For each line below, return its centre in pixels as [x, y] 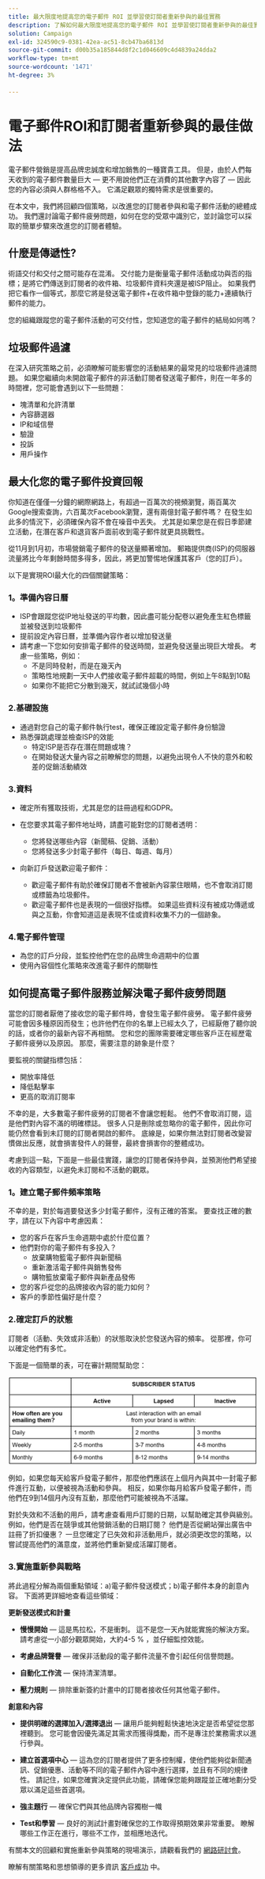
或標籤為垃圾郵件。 [63, 894]
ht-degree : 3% [32, 75]
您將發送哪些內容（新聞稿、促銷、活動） [97, 841]
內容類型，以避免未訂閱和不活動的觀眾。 [88, 1170]
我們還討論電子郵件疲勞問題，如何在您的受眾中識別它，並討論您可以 [134, 216]
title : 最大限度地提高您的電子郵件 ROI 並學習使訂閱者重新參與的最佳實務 [114, 17]
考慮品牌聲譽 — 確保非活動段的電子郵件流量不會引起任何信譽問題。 [129, 1656]
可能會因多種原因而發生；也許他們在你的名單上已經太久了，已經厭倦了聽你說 [132, 1023]
